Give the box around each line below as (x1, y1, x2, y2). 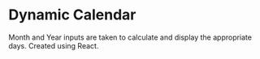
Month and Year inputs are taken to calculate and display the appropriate (8, 32, 252, 42)
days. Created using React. (8, 40, 99, 50)
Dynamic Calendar (8, 6, 136, 24)
